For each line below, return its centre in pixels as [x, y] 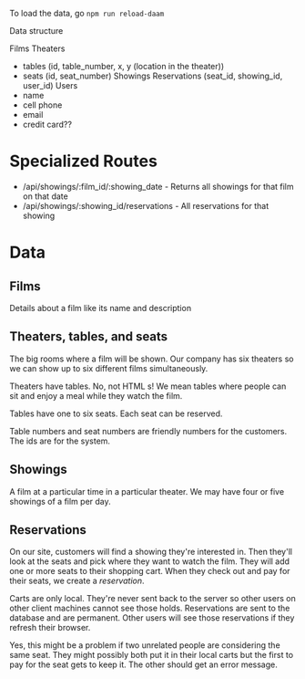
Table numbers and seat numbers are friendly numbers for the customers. [148, 431]
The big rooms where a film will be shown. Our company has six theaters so [152, 359]
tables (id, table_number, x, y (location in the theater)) [123, 66]
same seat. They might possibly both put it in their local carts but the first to [152, 655]
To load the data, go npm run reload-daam [87, 13]
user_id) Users [50, 85]
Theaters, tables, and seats [89, 337]
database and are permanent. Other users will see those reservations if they [152, 618]
